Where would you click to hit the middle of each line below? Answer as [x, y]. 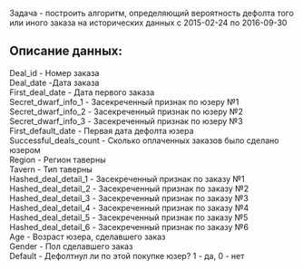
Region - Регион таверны [58, 159]
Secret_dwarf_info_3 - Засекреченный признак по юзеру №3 [126, 121]
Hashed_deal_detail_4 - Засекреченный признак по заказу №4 [129, 207]
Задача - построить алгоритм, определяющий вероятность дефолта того [152, 13]
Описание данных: [66, 51]
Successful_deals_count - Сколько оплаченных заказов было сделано [144, 140]
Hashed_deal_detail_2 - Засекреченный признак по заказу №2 [129, 188]
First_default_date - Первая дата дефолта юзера [102, 130]
